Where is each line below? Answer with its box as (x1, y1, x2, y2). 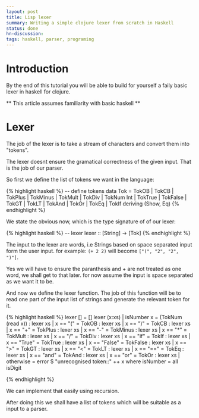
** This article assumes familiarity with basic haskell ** (6, 99, 141, 107)
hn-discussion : (6, 31, 44, 37)
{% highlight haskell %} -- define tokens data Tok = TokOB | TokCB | (6, 187, 174, 194)
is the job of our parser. (6, 164, 64, 171)
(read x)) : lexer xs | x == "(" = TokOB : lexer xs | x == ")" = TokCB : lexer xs (6, 320, 191, 327)
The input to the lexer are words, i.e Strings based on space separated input (6, 241, 192, 248)
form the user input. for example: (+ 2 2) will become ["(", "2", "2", (6, 247, 179, 254)
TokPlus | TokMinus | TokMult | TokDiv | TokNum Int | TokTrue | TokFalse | (6, 194, 187, 201)
